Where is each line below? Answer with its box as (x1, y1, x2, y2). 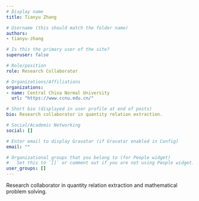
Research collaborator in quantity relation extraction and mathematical (6, 181, 178, 189)
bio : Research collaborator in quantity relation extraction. (6, 112, 163, 118)
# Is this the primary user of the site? (6, 47, 110, 53)
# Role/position (6, 63, 46, 69)
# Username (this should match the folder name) (6, 25, 129, 31)
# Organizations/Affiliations (6, 79, 81, 85)
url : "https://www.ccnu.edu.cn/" (11, 95, 94, 101)
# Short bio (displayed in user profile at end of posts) (6, 106, 152, 112)
